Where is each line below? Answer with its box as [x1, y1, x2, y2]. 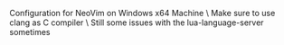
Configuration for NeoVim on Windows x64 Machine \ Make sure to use [9, 8, 276, 18]
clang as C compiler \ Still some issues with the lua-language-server [9, 17, 264, 28]
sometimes [9, 27, 51, 37]
